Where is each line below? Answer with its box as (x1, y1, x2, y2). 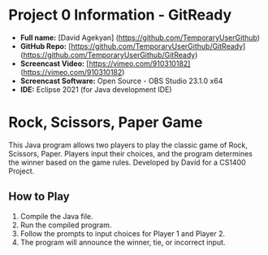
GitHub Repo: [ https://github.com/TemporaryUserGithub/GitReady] (19, 41, 246, 51)
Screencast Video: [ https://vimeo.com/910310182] (19, 59, 191, 68)
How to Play (8, 190, 71, 204)
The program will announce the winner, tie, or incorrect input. (19, 237, 226, 247)
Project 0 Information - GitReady (8, 6, 232, 24)
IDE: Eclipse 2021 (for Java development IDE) (19, 84, 172, 95)
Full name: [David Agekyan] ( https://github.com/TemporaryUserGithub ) (19, 33, 261, 42)
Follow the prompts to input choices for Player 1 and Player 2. (19, 228, 226, 238)
